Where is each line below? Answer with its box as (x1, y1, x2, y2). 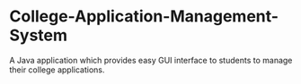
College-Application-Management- (9, 6, 279, 27)
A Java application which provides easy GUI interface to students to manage (9, 55, 293, 65)
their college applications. (9, 64, 105, 75)
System (9, 25, 68, 46)
